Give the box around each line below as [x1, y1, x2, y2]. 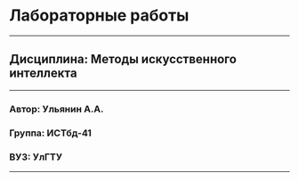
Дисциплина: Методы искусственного [9, 52, 238, 67]
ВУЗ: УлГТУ [9, 151, 63, 163]
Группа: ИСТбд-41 [9, 127, 92, 139]
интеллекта [9, 66, 77, 81]
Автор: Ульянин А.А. [9, 103, 104, 115]
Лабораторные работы [9, 5, 190, 26]
